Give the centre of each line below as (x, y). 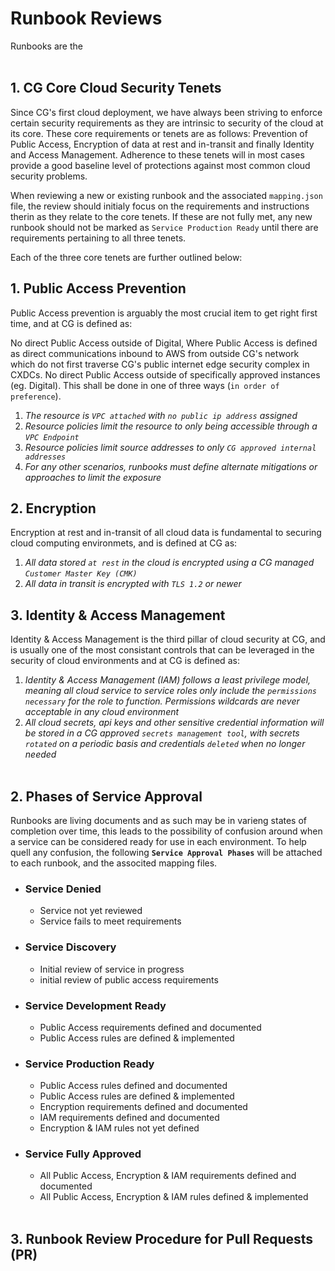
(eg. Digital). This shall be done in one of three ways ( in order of (145, 385)
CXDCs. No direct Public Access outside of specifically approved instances (165, 374)
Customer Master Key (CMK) (81, 574)
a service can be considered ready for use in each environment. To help (158, 841)
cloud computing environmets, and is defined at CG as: (124, 543)
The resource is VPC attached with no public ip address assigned (161, 415)
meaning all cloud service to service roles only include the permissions (171, 691)
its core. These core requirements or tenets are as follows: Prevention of (159, 133)
